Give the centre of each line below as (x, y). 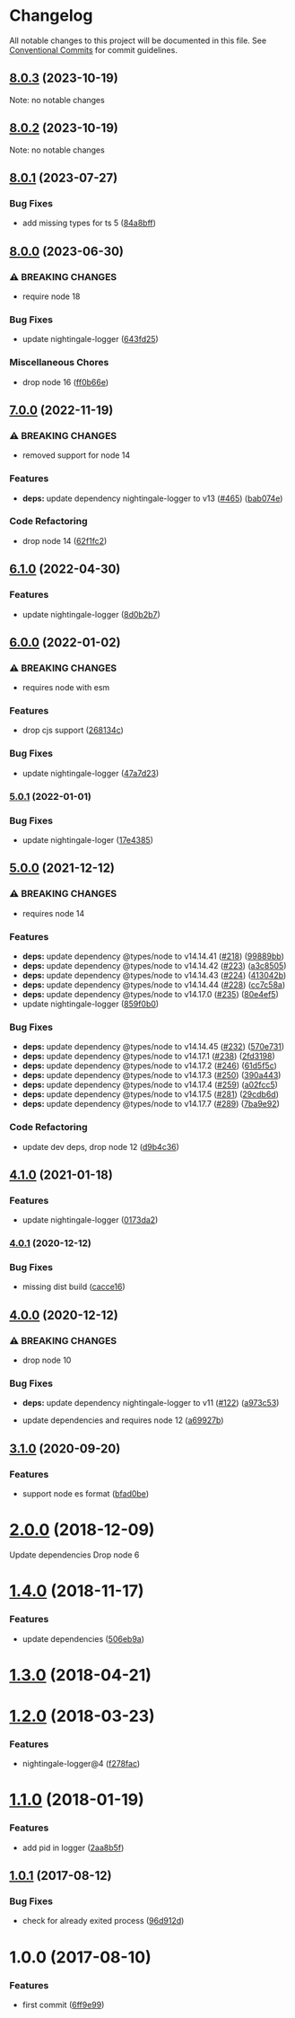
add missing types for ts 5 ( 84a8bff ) (89, 223)
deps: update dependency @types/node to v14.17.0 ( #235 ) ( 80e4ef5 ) (151, 994)
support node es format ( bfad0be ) (86, 1494)
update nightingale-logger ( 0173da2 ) (90, 1220)
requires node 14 (53, 913)
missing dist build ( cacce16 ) (74, 1287)
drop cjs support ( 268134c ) (73, 730)
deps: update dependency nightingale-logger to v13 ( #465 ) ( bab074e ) (152, 498)
